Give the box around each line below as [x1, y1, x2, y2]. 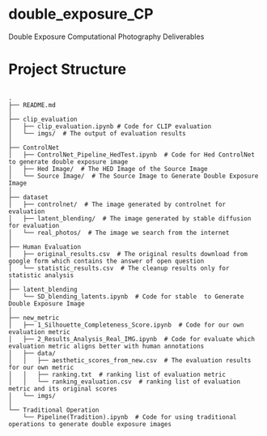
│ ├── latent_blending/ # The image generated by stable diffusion [8, 214, 252, 223]
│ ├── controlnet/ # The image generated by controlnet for [8, 200, 227, 208]
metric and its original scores [8, 384, 117, 393]
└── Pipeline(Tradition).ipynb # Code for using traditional [23, 412, 237, 421]
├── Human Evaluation [8, 242, 82, 251]
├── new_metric [8, 314, 60, 322]
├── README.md [8, 100, 57, 109]
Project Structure [8, 60, 127, 79]
